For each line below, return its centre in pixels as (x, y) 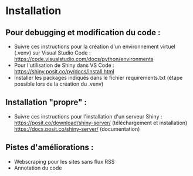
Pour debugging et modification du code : (83, 33)
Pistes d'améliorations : (50, 148)
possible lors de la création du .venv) (59, 84)
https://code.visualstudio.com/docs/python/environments (84, 59)
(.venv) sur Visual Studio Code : (52, 53)
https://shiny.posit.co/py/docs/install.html (64, 71)
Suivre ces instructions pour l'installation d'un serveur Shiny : (88, 116)
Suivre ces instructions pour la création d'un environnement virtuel (94, 46)
